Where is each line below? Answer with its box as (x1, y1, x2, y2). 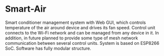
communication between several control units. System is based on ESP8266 (5, 40, 160, 46)
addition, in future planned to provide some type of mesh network (5, 35, 138, 41)
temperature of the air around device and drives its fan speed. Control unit (5, 24, 156, 30)
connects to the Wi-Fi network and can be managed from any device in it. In (5, 30, 159, 36)
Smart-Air (5, 3, 47, 15)
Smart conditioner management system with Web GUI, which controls (5, 19, 146, 25)
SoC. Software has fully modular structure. (5, 45, 92, 51)
